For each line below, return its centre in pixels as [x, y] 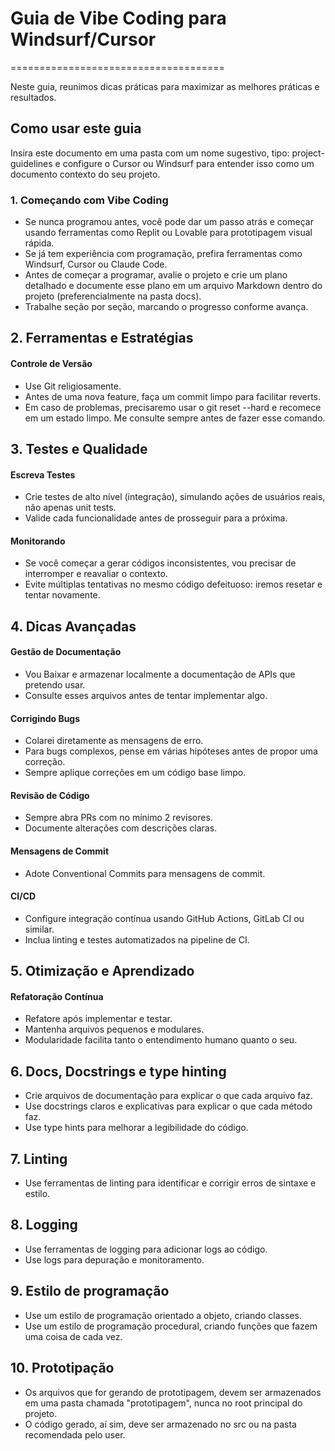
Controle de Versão [51, 364]
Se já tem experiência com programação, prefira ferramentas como [163, 254]
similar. [39, 929]
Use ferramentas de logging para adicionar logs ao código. [146, 1249]
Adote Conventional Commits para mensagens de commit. [145, 873]
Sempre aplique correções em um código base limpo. [135, 773]
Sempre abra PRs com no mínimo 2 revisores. [118, 818]
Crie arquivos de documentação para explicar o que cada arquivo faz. [168, 1096]
